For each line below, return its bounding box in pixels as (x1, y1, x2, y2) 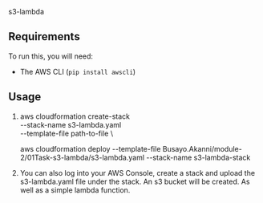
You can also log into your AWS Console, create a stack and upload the (19, 168, 255, 177)
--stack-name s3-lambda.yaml (19, 120, 122, 129)
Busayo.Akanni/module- (162, 144, 242, 153)
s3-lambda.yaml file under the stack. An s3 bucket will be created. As (19, 177, 250, 186)
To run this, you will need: (8, 51, 94, 61)
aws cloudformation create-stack (19, 112, 131, 121)
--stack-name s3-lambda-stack (145, 152, 251, 162)
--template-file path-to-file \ (19, 128, 114, 138)
